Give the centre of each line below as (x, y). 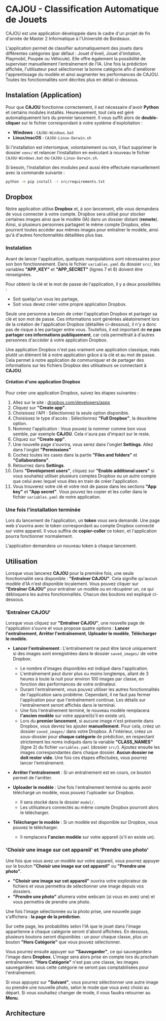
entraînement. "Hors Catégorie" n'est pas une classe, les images (72, 962)
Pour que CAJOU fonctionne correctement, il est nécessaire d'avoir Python (82, 107)
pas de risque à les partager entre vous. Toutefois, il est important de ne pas (83, 329)
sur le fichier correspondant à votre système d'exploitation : (82, 123)
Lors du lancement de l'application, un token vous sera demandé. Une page (83, 520)
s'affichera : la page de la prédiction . (43, 916)
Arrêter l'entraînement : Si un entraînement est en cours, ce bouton (82, 772)
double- (150, 118)
